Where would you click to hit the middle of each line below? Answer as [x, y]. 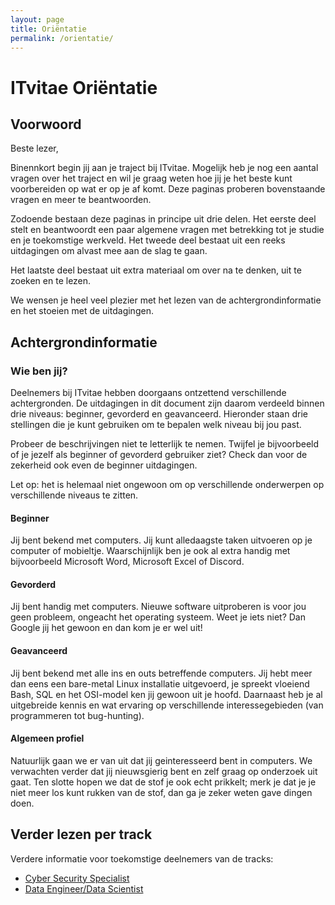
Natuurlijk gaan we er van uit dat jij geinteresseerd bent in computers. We [161, 760]
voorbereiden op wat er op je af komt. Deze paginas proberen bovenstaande [168, 189]
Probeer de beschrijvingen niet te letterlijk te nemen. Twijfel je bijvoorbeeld [165, 444]
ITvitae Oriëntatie [84, 87]
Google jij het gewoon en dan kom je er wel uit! [106, 628]
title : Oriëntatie [48, 29]
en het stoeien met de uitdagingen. [82, 311]
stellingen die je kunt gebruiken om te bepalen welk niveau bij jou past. [156, 425]
